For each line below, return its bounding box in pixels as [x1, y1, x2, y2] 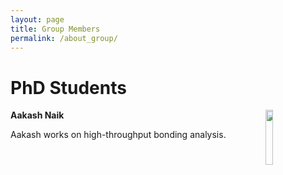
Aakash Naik [10, 109, 65, 121]
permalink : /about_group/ [10, 33, 118, 43]
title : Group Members [10, 24, 101, 34]
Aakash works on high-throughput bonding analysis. [10, 129, 227, 141]
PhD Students [10, 76, 127, 99]
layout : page [10, 14, 65, 25]
